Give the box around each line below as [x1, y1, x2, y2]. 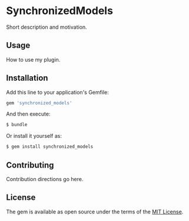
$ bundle [6, 122, 28, 128]
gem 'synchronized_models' [6, 100, 72, 106]
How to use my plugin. [6, 56, 61, 63]
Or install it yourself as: [6, 132, 62, 140]
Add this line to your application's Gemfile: [6, 89, 109, 96]
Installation [6, 73, 48, 83]
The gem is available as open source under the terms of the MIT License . [6, 208, 184, 215]
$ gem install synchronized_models [6, 144, 94, 150]
